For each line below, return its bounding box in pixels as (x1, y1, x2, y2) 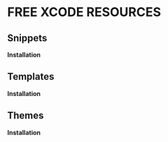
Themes (7, 110, 44, 122)
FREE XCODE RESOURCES (7, 4, 162, 20)
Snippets (7, 32, 48, 44)
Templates (7, 71, 55, 83)
